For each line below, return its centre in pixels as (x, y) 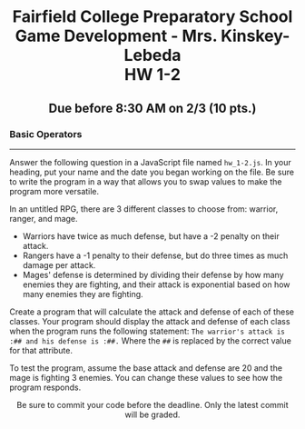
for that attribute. (41, 350)
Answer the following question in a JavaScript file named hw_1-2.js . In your (151, 162)
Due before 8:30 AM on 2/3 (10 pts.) (152, 108)
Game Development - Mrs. (116, 36)
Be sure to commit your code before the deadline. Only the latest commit (152, 404)
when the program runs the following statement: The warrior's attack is (148, 331)
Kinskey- (256, 36)
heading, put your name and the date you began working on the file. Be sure (152, 172)
